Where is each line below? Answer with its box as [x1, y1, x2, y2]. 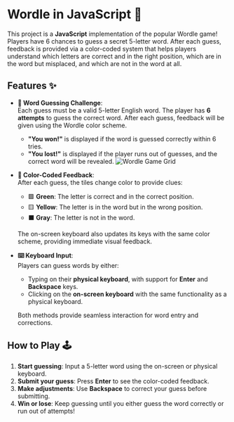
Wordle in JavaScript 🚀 [7, 6, 142, 23]
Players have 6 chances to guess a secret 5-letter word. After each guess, [7, 37, 222, 45]
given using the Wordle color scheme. [17, 121, 128, 129]
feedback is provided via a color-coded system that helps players [7, 44, 197, 53]
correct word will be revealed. [27, 157, 114, 165]
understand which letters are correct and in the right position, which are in [7, 52, 222, 60]
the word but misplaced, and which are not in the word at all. [7, 59, 182, 68]
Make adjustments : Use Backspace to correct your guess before [17, 384, 207, 392]
